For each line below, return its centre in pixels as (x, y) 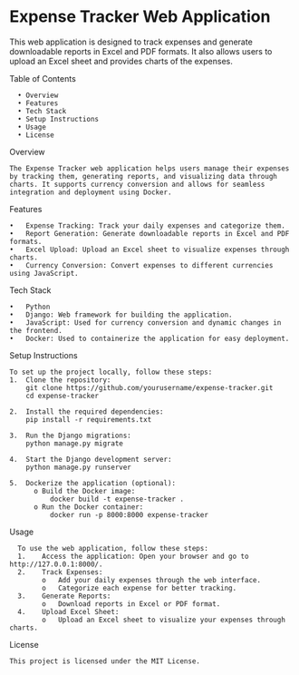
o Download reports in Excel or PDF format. (131, 604)
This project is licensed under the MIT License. (105, 661)
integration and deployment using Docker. (91, 192)
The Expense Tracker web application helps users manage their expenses (149, 168)
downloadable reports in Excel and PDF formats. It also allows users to (141, 51)
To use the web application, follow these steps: (113, 548)
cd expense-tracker (63, 396)
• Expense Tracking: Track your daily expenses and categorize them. (147, 225)
